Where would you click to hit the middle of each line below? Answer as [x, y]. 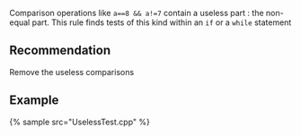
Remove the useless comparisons [72, 72]
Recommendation [60, 51]
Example [34, 101]
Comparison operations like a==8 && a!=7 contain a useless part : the [137, 13]
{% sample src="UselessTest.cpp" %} [80, 122]
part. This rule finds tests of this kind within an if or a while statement [162, 22]
